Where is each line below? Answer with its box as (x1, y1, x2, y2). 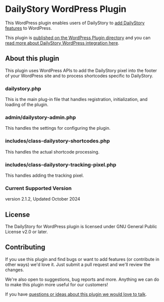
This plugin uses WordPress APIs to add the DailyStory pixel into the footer (5, 67, 157, 73)
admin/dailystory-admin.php (5, 114, 76, 121)
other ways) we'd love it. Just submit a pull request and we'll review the (5, 261, 151, 267)
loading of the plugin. (5, 101, 48, 107)
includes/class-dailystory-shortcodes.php (5, 138, 110, 145)
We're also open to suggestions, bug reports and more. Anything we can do (5, 276, 160, 282)
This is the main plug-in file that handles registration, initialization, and (5, 97, 148, 102)
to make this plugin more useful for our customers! (5, 281, 108, 288)
